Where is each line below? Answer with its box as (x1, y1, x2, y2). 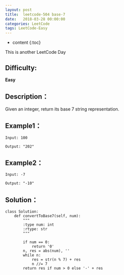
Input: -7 (5, 172, 26, 177)
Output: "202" (5, 144, 35, 149)
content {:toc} (12, 39, 41, 45)
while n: (23, 253, 41, 258)
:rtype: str (23, 227, 48, 232)
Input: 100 (5, 135, 28, 140)
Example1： (5, 122, 42, 130)
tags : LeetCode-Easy (5, 26, 48, 31)
